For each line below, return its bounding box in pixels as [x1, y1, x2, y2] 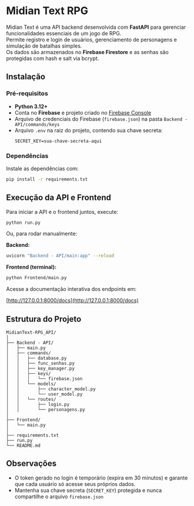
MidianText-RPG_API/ [6, 330, 57, 336]
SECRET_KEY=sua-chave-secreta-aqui [14, 138, 102, 144]
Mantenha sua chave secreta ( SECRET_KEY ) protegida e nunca [14, 487, 162, 494]
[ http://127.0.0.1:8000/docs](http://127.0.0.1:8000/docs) [6, 297, 139, 304]
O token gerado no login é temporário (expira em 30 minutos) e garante [14, 474, 188, 481]
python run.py [6, 219, 41, 226]
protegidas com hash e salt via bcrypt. [6, 55, 99, 62]
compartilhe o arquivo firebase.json [14, 492, 104, 500]
